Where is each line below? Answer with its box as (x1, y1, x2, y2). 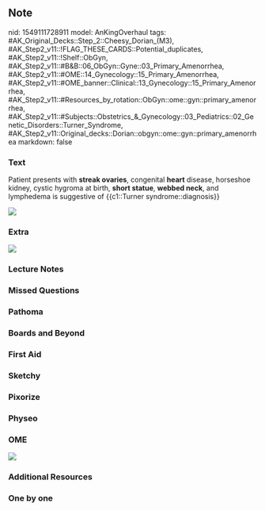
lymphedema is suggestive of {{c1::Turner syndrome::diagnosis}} (8, 192, 220, 202)
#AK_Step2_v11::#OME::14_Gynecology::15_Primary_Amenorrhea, (8, 69, 219, 79)
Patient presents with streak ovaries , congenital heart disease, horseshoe (8, 175, 251, 185)
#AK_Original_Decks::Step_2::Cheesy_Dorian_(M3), (8, 36, 175, 45)
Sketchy (8, 370, 41, 381)
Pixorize (8, 391, 41, 402)
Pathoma (8, 306, 44, 317)
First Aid (8, 349, 42, 360)
